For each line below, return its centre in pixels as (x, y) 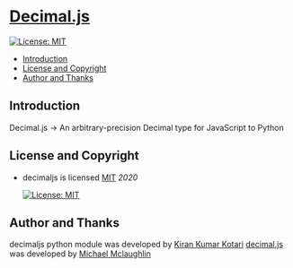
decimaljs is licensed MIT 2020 (80, 177)
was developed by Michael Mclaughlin (80, 254)
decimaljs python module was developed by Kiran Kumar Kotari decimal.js (146, 245)
